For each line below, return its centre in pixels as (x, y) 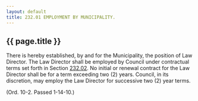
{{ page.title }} (34, 41)
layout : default (26, 12)
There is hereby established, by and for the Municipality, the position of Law (99, 56)
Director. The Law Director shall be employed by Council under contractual (98, 62)
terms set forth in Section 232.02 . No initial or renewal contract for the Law (98, 68)
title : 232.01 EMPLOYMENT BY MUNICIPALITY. (61, 17)
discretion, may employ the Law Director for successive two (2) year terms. (98, 81)
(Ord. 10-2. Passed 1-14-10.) (40, 92)
